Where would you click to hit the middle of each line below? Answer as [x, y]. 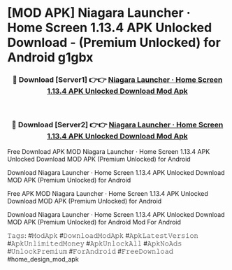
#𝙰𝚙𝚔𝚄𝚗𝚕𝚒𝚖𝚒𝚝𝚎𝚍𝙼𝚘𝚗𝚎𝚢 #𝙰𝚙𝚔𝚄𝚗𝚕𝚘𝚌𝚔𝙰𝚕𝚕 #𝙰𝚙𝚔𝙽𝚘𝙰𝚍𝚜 [95, 243]
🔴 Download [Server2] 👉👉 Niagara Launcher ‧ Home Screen [117, 125]
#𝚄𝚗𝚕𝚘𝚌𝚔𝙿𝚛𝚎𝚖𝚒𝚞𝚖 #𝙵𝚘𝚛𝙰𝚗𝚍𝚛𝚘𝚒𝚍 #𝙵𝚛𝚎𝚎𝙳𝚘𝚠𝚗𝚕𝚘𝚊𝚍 [90, 251]
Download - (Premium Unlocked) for [114, 43]
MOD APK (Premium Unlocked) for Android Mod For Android [94, 222]
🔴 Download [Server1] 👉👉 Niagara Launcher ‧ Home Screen [117, 80]
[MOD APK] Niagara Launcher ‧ [99, 13]
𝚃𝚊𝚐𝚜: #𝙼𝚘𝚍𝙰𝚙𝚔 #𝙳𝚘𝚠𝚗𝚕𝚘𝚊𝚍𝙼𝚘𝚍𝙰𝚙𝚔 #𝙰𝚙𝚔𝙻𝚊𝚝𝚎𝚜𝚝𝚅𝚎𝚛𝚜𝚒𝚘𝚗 [103, 235]
